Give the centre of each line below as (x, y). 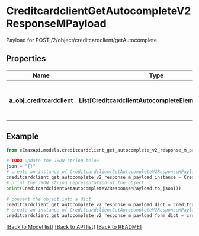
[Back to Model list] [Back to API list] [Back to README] (74, 227)
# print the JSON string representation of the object (75, 182)
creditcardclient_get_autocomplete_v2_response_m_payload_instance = (94, 177)
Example (23, 136)
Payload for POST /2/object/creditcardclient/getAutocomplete (82, 40)
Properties (26, 59)
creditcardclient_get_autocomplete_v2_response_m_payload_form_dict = (95, 216)
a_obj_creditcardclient (41, 100)
